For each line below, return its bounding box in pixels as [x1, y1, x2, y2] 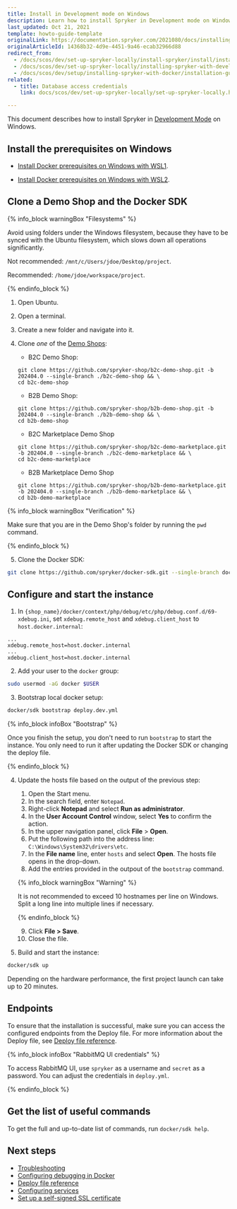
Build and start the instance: [17, 948, 100, 957]
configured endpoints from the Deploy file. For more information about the [7, 1029, 224, 1037]
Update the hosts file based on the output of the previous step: [17, 776, 201, 785]
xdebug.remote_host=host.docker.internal [7, 642, 131, 649]
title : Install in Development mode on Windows [7, 10, 150, 18]
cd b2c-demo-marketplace [17, 455, 91, 463]
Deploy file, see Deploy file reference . [7, 1036, 117, 1045]
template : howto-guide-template [7, 30, 102, 37]
